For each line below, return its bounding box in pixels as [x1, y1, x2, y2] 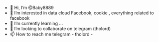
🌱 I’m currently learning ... [9, 20, 63, 26]
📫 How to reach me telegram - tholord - [9, 31, 93, 37]
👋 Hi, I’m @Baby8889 [9, 5, 54, 10]
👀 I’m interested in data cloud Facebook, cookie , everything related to [9, 10, 154, 16]
